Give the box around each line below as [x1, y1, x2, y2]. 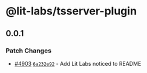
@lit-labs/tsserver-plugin [5, 4, 137, 18]
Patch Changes [5, 46, 52, 55]
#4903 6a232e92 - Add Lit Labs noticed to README [14, 60, 142, 67]
